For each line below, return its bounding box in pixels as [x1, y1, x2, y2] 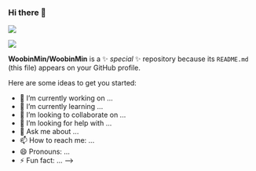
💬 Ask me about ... [19, 127, 79, 136]
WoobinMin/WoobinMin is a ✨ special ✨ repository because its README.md [8, 54, 249, 64]
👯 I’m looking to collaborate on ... [19, 110, 126, 120]
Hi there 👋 [8, 7, 47, 18]
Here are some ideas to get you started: [8, 78, 137, 88]
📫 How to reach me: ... [19, 136, 95, 145]
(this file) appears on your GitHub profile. [8, 63, 141, 73]
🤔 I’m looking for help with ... [19, 118, 112, 128]
